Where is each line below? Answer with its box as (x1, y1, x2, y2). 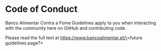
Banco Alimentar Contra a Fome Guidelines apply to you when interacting (5, 20, 156, 26)
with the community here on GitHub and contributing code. (5, 25, 126, 31)
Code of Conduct (5, 3, 77, 15)
